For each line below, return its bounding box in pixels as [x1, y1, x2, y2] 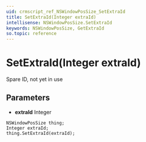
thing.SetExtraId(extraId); [6, 130, 76, 136]
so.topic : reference [6, 31, 57, 37]
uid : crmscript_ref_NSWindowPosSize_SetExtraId [6, 8, 126, 15]
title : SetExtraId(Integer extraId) [6, 14, 96, 20]
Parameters [6, 93, 50, 103]
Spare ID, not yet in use [6, 76, 63, 83]
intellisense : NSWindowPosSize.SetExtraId [6, 20, 112, 25]
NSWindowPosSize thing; [6, 120, 65, 126]
